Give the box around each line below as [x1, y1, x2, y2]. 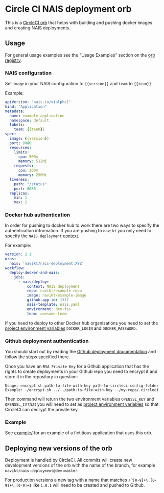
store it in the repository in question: [5, 374, 78, 380]
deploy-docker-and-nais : [9, 270, 60, 275]
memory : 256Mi [18, 173, 47, 177]
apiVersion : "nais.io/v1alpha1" [5, 99, 71, 105]
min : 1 [14, 195, 27, 200]
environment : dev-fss [26, 306, 71, 312]
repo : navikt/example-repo [26, 288, 82, 294]
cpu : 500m [18, 154, 38, 159]
